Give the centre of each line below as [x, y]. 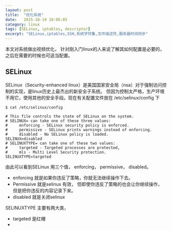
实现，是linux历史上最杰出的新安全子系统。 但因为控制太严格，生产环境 [89, 91]
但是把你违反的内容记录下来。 [44, 191]
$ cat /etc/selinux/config [34, 107]
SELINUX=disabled [24, 139]
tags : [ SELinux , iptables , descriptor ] [48, 29]
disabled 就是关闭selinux [39, 197]
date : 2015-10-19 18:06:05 [36, 19]
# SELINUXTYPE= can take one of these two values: [60, 143]
